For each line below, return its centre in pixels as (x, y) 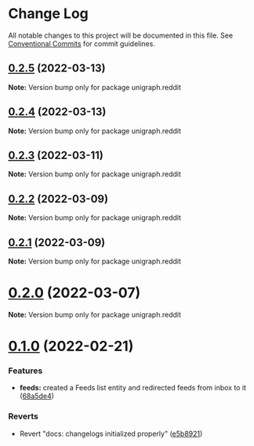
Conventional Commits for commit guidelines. (82, 43)
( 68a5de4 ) (37, 396)
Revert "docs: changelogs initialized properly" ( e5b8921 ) (111, 433)
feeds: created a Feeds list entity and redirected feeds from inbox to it (133, 388)
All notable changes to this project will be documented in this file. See (121, 35)
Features (25, 371)
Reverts (24, 416)
